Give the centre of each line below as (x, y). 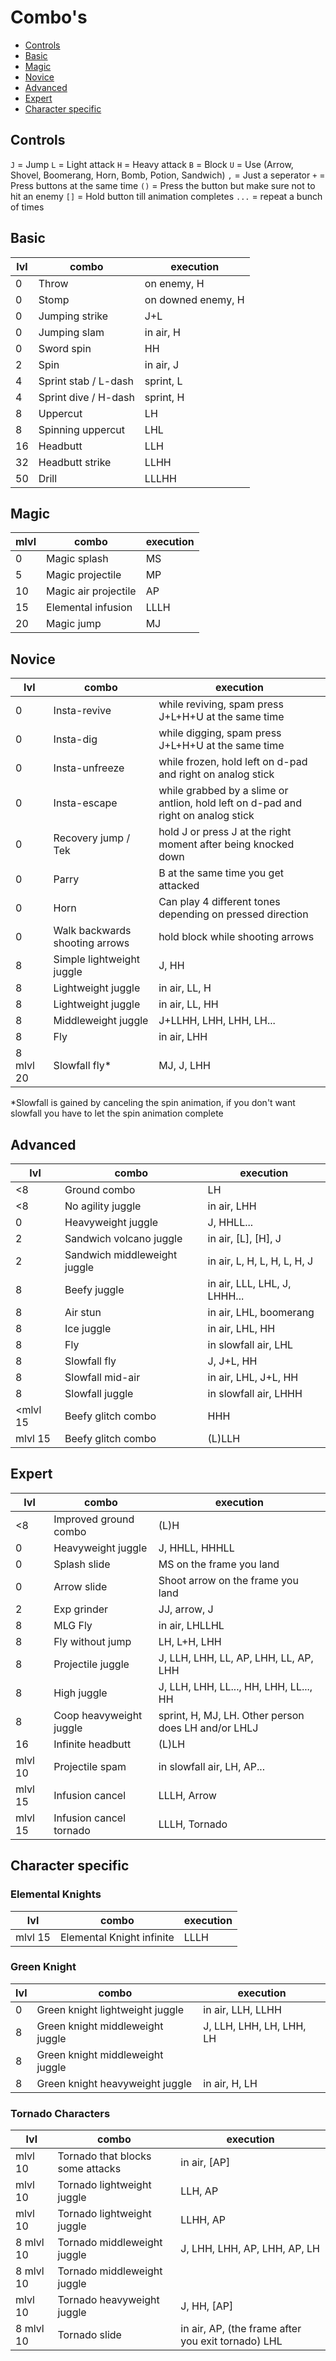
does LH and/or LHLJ (208, 1728)
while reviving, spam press (221, 704)
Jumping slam (71, 332)
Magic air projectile (91, 591)
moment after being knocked (226, 844)
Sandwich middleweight (121, 1254)
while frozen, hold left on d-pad (233, 762)
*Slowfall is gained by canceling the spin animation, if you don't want (153, 1103)
